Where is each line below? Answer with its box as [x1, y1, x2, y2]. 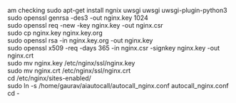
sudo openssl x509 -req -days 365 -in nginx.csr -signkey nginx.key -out [7, 44, 220, 52]
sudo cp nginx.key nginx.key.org [7, 28, 103, 37]
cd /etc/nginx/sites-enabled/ [7, 74, 91, 82]
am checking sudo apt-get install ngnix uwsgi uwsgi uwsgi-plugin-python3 [7, 6, 227, 14]
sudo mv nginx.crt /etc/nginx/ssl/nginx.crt [7, 67, 131, 75]
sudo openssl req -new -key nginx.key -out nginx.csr [7, 21, 164, 29]
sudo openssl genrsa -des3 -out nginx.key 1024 [7, 13, 148, 22]
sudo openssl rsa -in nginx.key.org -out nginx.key [7, 36, 153, 45]
